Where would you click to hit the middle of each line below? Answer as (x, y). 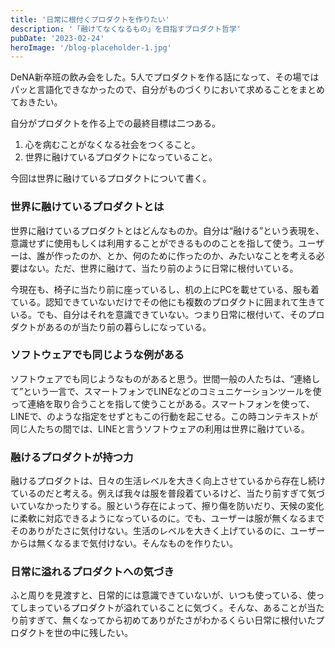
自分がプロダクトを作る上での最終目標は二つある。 (115, 123)
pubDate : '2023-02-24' (57, 38)
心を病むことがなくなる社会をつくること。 (112, 145)
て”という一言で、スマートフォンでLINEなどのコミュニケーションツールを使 (166, 391)
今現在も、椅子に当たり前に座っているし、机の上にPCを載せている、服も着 (165, 289)
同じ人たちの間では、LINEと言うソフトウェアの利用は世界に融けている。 (160, 428)
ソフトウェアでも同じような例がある (97, 355)
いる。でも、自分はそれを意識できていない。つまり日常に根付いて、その (159, 314)
